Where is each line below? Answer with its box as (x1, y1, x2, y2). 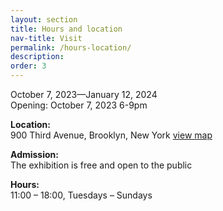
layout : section (10, 14, 78, 25)
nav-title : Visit (10, 33, 83, 43)
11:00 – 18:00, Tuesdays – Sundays (10, 189, 153, 201)
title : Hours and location (10, 24, 123, 34)
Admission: (10, 149, 59, 160)
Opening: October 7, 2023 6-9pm (10, 99, 148, 111)
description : (10, 52, 65, 62)
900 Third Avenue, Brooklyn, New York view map (10, 129, 213, 141)
